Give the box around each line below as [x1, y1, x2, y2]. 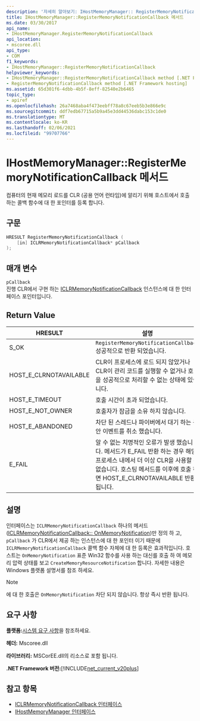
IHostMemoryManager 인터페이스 [14, 708, 96, 715]
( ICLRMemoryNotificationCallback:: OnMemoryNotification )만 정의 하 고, [6, 529, 182, 536]
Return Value [6, 310, 55, 320]
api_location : [6, 36, 42, 42]
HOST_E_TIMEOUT [9, 395, 62, 404]
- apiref [6, 97, 28, 103]
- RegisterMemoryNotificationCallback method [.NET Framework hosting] [6, 81, 187, 87]
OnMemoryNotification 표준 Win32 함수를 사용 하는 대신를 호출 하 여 [21, 551, 182, 558]
